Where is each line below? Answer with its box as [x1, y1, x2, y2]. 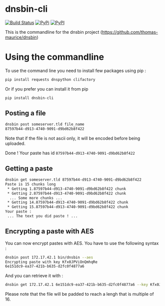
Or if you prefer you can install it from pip [5, 86, 88, 92]
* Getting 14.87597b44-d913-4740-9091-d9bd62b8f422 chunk [7, 200, 129, 205]
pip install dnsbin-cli [5, 95, 54, 100]
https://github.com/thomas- [102, 29, 158, 35]
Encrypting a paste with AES [5, 227, 94, 235]
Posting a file [5, 109, 46, 118]
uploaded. [5, 141, 26, 146]
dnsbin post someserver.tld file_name [5, 122, 84, 127]
